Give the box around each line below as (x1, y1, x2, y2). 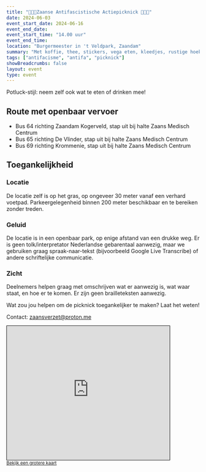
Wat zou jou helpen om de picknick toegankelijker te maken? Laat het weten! (6, 302, 200, 309)
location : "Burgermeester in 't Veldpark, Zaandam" (6, 44, 141, 50)
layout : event (6, 66, 43, 72)
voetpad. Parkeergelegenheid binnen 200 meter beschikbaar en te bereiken (6, 199, 198, 206)
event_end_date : (6, 26, 48, 32)
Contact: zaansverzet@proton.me (6, 313, 92, 321)
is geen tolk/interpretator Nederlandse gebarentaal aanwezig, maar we (6, 241, 185, 248)
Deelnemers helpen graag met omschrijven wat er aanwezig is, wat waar (6, 283, 190, 291)
